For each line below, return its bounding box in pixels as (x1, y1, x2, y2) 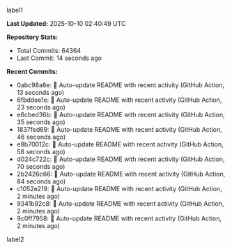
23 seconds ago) (16, 103, 65, 111)
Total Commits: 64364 (16, 47, 82, 54)
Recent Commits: (6, 68, 58, 75)
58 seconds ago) (16, 148, 65, 156)
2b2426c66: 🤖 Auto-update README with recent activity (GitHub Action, (16, 170, 226, 178)
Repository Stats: (6, 33, 59, 41)
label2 (6, 235, 24, 243)
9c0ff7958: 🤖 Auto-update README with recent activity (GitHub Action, (16, 214, 222, 222)
